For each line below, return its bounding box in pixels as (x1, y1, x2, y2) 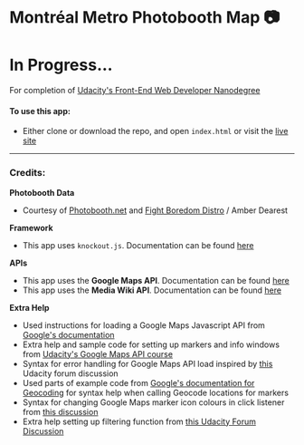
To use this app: (9, 105, 71, 116)
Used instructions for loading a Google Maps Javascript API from (22, 319, 265, 331)
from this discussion (22, 406, 99, 417)
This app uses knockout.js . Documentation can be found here (22, 239, 254, 250)
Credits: (9, 167, 46, 179)
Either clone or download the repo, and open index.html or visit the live (22, 126, 289, 137)
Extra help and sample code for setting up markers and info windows (22, 339, 280, 350)
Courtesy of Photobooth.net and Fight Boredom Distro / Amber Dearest (22, 205, 288, 216)
